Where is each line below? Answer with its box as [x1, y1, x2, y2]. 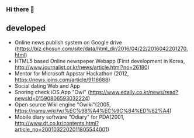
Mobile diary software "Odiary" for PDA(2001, [14, 113, 124, 120]
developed [6, 23, 46, 33]
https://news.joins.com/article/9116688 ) [14, 76, 110, 83]
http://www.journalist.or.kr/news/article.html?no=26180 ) [14, 64, 150, 71]
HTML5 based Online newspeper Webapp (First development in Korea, [14, 57, 185, 64]
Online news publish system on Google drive [14, 39, 123, 46]
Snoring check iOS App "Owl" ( [14, 88, 90, 95]
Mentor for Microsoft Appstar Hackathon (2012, [14, 70, 129, 77]
